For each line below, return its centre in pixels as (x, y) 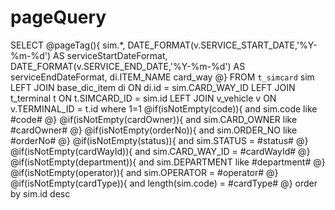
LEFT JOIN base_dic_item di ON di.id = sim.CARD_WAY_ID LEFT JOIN (153, 87)
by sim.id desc (40, 193)
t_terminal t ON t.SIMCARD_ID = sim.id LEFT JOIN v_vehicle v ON (143, 98)
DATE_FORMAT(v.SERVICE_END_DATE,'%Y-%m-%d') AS (128, 66)
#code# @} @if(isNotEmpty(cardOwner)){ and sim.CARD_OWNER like (154, 119)
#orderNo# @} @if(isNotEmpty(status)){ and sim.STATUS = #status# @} (159, 140)
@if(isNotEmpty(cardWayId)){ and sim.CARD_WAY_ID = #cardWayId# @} (160, 151)
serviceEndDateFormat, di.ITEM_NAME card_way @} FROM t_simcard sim (162, 77)
